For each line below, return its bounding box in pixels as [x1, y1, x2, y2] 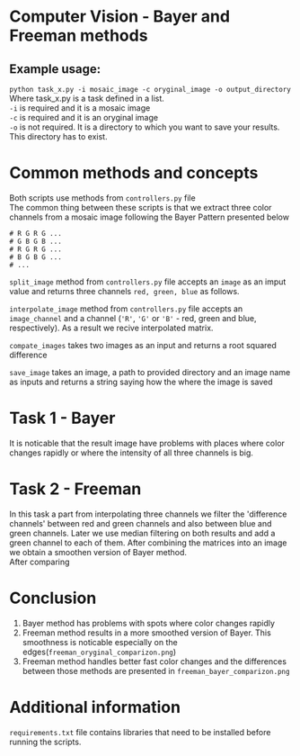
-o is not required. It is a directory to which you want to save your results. [9, 121, 280, 132]
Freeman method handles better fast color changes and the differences [22, 655, 287, 667]
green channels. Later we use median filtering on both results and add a [9, 527, 276, 538]
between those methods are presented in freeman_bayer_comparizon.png [22, 665, 290, 676]
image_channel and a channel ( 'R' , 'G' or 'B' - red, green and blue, [9, 312, 258, 323]
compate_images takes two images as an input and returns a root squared [9, 339, 277, 350]
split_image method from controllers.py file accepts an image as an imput [9, 276, 287, 287]
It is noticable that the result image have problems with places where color [9, 437, 286, 448]
